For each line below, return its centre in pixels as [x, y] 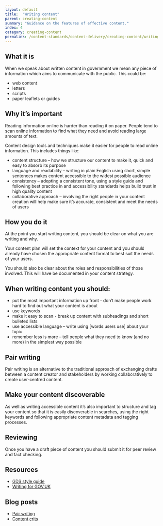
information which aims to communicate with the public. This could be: [76, 73]
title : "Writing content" [32, 14]
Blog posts [21, 502]
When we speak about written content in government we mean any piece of [81, 68]
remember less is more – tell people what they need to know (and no [81, 337]
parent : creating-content [31, 19]
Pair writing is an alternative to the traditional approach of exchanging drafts [81, 369]
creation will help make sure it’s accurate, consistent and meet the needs [85, 202]
